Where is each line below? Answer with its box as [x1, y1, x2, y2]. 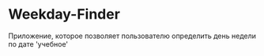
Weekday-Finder [8, 5, 121, 23]
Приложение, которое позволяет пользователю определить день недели [8, 31, 257, 40]
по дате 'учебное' [8, 39, 69, 48]
